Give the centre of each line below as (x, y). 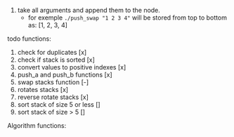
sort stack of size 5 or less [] (59, 104)
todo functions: (29, 39)
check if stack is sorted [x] (56, 60)
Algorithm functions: (37, 125)
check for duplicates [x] (52, 52)
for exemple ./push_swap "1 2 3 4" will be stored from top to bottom (127, 18)
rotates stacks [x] (43, 90)
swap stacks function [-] (53, 82)
